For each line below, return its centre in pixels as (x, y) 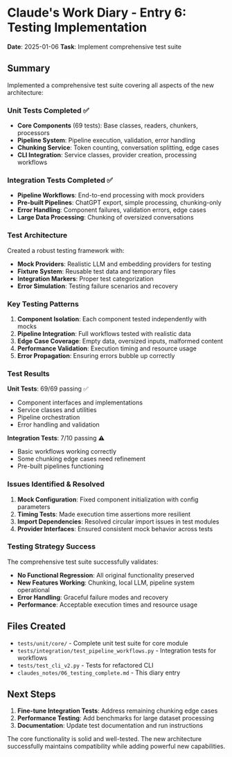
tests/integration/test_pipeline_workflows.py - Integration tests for (117, 650)
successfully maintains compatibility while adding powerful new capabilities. (116, 747)
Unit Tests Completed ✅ (48, 110)
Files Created (36, 626)
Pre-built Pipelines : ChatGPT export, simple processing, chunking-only (119, 203)
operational (33, 589)
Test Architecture (37, 235)
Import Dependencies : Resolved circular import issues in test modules (118, 522)
